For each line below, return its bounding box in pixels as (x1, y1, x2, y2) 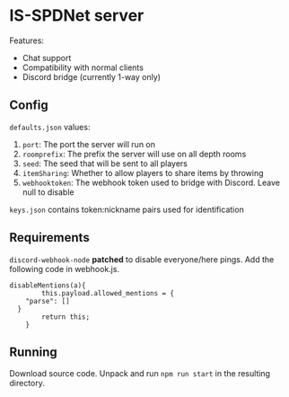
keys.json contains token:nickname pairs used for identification (9, 204, 244, 215)
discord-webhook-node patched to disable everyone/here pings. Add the (9, 253, 275, 265)
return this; (41, 312, 91, 322)
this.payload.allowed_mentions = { (41, 288, 175, 297)
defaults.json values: (9, 121, 91, 132)
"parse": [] (25, 296, 70, 305)
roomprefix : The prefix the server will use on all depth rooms (22, 148, 247, 159)
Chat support (22, 52, 72, 63)
